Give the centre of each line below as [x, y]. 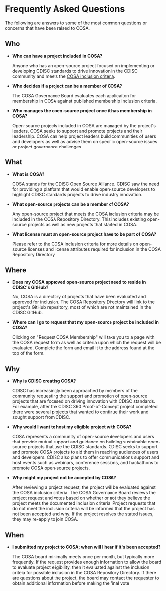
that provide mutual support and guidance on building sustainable [80, 442]
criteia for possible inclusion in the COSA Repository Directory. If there [84, 572]
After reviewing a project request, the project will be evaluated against [84, 487]
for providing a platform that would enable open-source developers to [83, 189]
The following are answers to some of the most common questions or [76, 23]
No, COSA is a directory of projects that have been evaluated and [79, 297]
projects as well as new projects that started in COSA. [83, 224]
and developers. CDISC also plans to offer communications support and [86, 457]
